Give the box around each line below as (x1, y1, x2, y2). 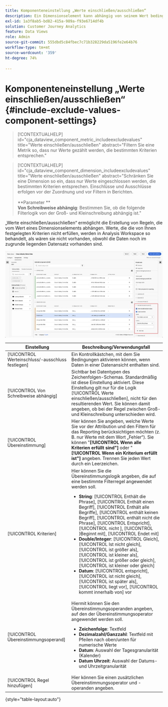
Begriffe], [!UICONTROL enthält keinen (78, 509, 158, 515)
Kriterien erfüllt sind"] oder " (71, 445, 133, 451)
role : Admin (5, 34, 30, 39)
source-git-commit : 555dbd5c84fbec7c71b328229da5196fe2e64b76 (5, 40, 137, 45)
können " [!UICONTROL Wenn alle (71, 439, 141, 445)
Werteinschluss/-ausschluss (7, 356, 66, 362)
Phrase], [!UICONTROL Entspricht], (78, 520, 151, 526)
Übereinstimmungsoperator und (71, 680, 137, 686)
